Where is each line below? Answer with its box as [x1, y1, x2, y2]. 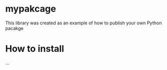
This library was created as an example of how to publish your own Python [5, 20, 162, 26]
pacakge [5, 25, 24, 31]
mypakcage [5, 3, 57, 15]
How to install [5, 43, 65, 55]
